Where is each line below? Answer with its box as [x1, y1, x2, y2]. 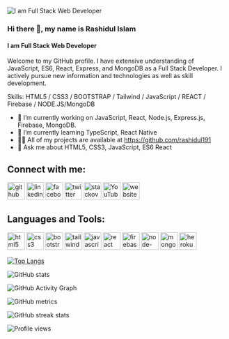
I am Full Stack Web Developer [7, 41, 97, 50]
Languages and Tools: [7, 213, 106, 225]
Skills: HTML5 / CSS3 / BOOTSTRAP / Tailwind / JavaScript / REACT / [7, 93, 207, 101]
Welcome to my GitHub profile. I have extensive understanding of [7, 56, 195, 66]
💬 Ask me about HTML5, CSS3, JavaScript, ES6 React [17, 143, 172, 151]
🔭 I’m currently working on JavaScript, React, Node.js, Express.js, [17, 114, 205, 122]
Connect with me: [7, 163, 86, 175]
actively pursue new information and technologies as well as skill [7, 72, 194, 80]
